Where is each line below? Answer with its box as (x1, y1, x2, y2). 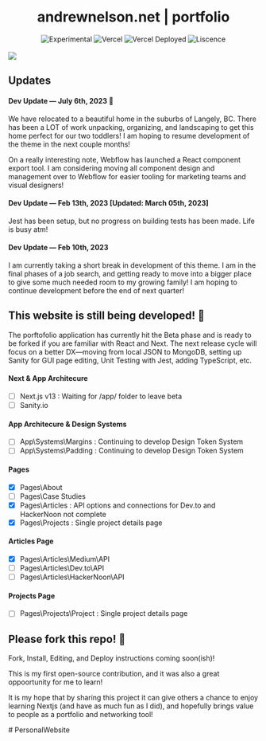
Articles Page (8, 536, 54, 546)
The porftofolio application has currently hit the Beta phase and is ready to (8, 330, 252, 339)
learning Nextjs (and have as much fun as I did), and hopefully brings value (8, 701, 254, 711)
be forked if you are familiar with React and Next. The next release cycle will (8, 339, 257, 348)
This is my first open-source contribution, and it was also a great (8, 669, 220, 679)
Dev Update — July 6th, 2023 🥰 (8, 96, 114, 105)
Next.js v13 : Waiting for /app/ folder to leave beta (19, 391, 183, 401)
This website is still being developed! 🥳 (8, 309, 205, 323)
